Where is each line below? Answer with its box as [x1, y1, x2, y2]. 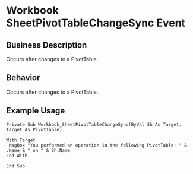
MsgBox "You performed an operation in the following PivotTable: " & [8, 142, 187, 148]
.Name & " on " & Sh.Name [6, 147, 70, 153]
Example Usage [6, 106, 65, 116]
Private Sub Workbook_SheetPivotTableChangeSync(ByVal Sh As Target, [6, 121, 182, 128]
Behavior [6, 72, 40, 83]
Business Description [6, 40, 87, 50]
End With [6, 153, 28, 159]
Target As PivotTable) [6, 126, 62, 132]
